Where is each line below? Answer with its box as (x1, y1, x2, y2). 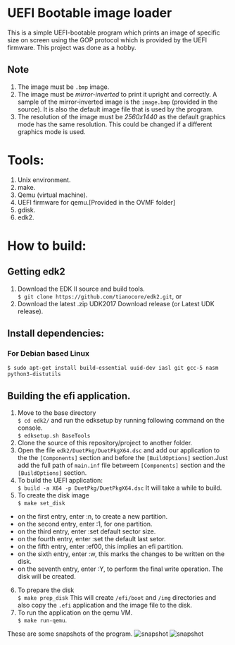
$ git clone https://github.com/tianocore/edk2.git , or (17, 291, 182, 301)
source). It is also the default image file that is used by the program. (17, 104, 214, 114)
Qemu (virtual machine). (17, 191, 88, 199)
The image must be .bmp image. (17, 83, 110, 91)
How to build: (7, 238, 87, 253)
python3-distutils (7, 370, 61, 378)
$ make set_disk (17, 500, 65, 507)
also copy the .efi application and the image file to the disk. (17, 601, 192, 610)
